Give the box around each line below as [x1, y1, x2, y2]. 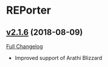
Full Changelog [6, 43, 43, 50]
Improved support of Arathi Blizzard [14, 55, 103, 61]
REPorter [6, 4, 52, 17]
